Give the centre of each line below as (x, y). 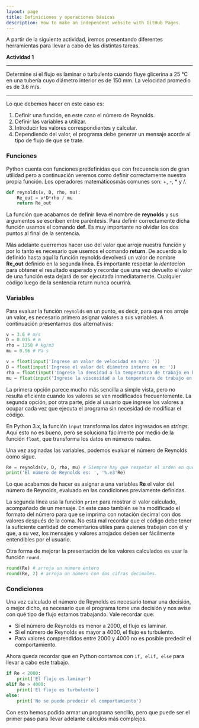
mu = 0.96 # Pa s (28, 351)
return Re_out (34, 203)
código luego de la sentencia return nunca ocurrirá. (69, 283)
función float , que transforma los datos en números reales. (79, 438)
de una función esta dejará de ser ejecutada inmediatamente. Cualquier (94, 277)
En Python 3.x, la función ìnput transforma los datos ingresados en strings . (98, 426)
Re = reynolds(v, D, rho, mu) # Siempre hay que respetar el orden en (95, 467)
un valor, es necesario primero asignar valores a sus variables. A (85, 317)
